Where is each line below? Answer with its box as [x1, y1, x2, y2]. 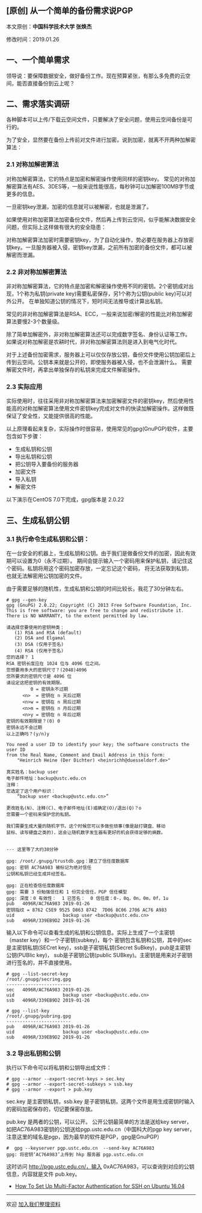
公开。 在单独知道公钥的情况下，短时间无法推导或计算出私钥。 [11, 297, 166, 305]
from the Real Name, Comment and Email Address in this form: [6, 752, 165, 759]
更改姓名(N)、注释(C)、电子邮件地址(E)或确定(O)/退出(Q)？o [6, 805, 142, 811]
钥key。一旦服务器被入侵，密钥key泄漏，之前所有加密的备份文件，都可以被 [6, 243, 192, 251]
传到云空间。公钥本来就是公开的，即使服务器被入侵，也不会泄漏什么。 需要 [6, 359, 192, 366]
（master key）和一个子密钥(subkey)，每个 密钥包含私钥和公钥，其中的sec [6, 937, 192, 944]
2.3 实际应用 [6, 382, 43, 391]
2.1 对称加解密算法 [6, 160, 59, 169]
